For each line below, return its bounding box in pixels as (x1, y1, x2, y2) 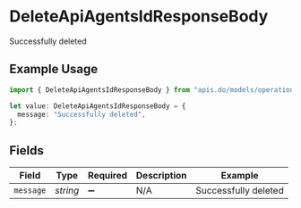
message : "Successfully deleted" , (17, 110, 146, 119)
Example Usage (9, 62, 99, 77)
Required (88, 170, 128, 182)
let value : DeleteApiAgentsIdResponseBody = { (9, 101, 186, 111)
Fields (9, 143, 45, 158)
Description (135, 170, 187, 182)
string (55, 185, 80, 197)
